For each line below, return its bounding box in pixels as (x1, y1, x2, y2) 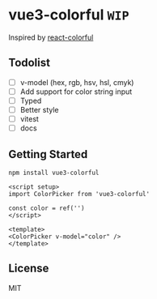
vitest (19, 114, 39, 123)
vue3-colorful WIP (8, 6, 129, 24)
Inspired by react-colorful (8, 32, 94, 42)
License (8, 262, 49, 276)
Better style (19, 105, 59, 114)
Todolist (8, 56, 51, 70)
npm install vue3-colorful (8, 169, 100, 177)
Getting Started (8, 147, 88, 161)
